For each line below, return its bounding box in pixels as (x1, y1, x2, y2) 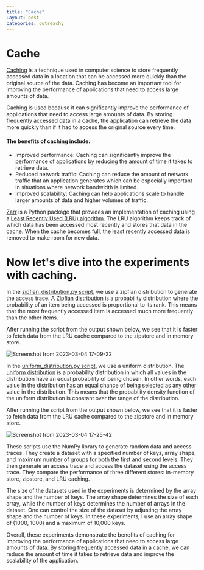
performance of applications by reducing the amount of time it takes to (15, 158, 193, 165)
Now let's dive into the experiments (6, 255, 190, 269)
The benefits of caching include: (6, 137, 91, 145)
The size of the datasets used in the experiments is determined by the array (6, 487, 197, 495)
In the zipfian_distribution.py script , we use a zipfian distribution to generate (6, 288, 197, 296)
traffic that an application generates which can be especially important (15, 177, 193, 184)
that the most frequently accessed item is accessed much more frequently (6, 308, 194, 315)
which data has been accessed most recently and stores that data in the (6, 221, 188, 228)
